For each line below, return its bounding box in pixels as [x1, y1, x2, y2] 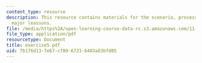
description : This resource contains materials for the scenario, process [6, 14, 198, 20]
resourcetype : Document [6, 37, 66, 43]
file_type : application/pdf [6, 31, 77, 37]
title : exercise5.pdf [6, 43, 61, 49]
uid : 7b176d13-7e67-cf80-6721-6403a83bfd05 [6, 48, 117, 54]
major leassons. [11, 20, 52, 26]
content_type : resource [6, 8, 66, 15]
